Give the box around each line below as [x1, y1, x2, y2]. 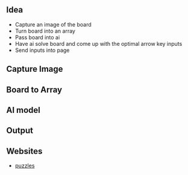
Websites [6, 146, 43, 156]
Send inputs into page [14, 46, 70, 54]
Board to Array [6, 84, 62, 95]
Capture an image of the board [14, 21, 92, 28]
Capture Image [6, 64, 63, 74]
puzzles [14, 162, 35, 170]
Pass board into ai [14, 33, 60, 41]
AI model [6, 105, 41, 115]
